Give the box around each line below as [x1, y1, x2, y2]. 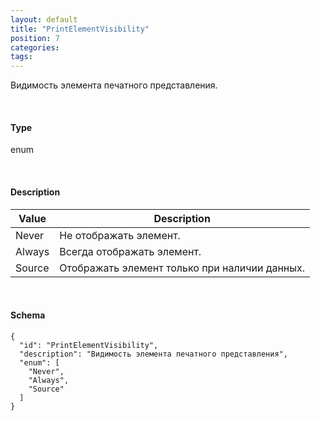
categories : [10, 42, 60, 53]
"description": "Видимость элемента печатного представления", [19, 349, 288, 359]
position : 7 [10, 33, 60, 43]
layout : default [10, 14, 78, 25]
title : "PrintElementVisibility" [10, 24, 150, 34]
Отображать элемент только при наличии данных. [59, 261, 306, 275]
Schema [10, 309, 46, 321]
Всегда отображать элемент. [59, 244, 202, 258]
